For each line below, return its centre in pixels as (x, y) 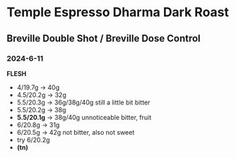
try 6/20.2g (33, 140)
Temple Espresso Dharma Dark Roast (118, 12)
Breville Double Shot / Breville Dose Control (104, 38)
